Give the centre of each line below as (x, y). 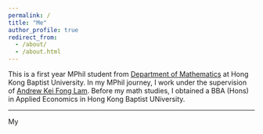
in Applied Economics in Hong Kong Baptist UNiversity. (97, 99)
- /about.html (38, 52)
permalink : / (29, 15)
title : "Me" (27, 23)
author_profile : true (43, 30)
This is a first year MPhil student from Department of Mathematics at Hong (128, 74)
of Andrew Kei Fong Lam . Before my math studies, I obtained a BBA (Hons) (128, 91)
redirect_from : (33, 37)
